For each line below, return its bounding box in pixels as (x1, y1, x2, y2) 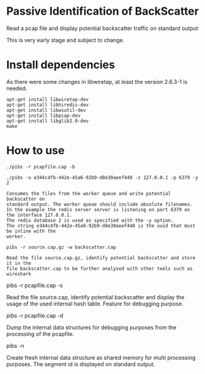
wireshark (6, 271, 32, 277)
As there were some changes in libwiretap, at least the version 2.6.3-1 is (6, 78, 188, 85)
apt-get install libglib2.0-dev (6, 118, 89, 124)
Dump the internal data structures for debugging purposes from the (6, 323, 177, 331)
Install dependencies (6, 58, 115, 72)
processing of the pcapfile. (6, 330, 75, 337)
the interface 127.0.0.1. (6, 212, 72, 218)
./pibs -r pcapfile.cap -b (6, 163, 75, 170)
